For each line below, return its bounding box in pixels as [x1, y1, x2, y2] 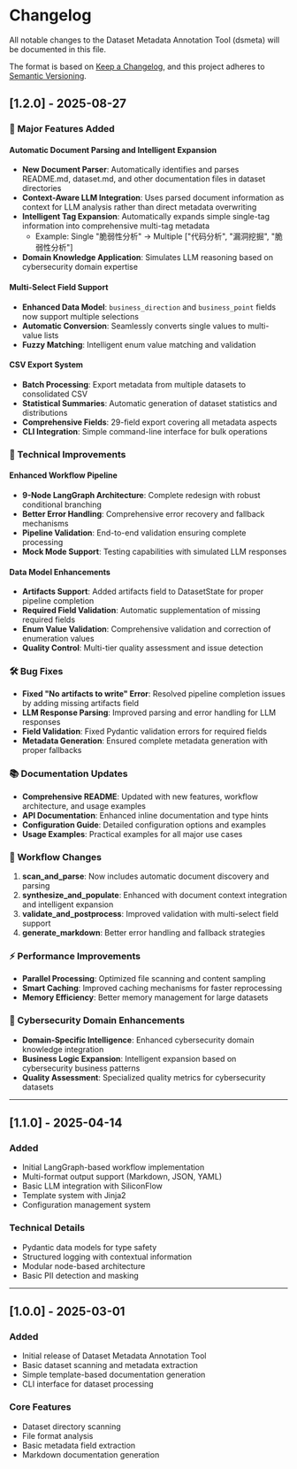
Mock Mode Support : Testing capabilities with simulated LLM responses [21, 546, 287, 557]
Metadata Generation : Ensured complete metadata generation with [21, 735, 268, 746]
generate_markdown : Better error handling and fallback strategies [21, 927, 265, 938]
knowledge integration [21, 1043, 104, 1054]
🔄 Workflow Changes [9, 850, 102, 863]
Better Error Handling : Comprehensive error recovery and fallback [21, 508, 265, 519]
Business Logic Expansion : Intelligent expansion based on [21, 1053, 237, 1064]
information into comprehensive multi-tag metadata [21, 220, 210, 231]
